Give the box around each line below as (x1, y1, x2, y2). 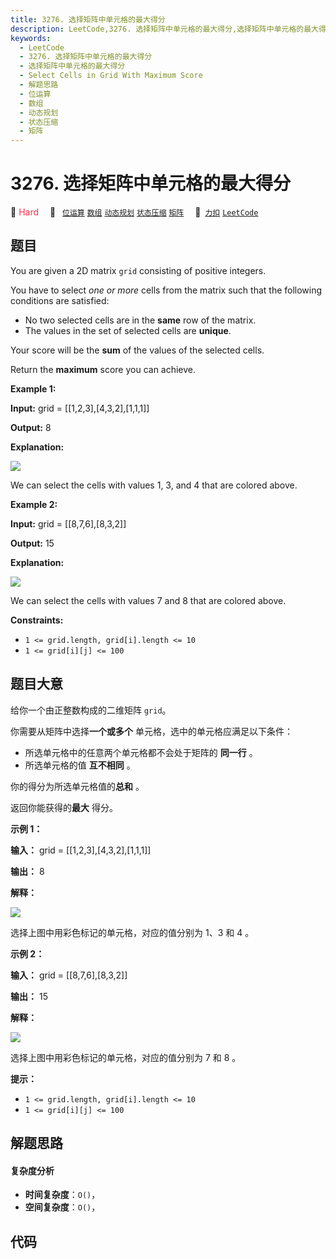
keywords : (10, 33, 52, 43)
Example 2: (10, 498, 58, 510)
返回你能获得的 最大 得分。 (10, 801, 118, 813)
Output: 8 (10, 421, 52, 433)
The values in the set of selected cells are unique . (24, 324, 232, 336)
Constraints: (10, 614, 64, 626)
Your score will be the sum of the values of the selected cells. (10, 344, 265, 356)
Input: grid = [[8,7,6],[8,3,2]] (10, 517, 127, 530)
